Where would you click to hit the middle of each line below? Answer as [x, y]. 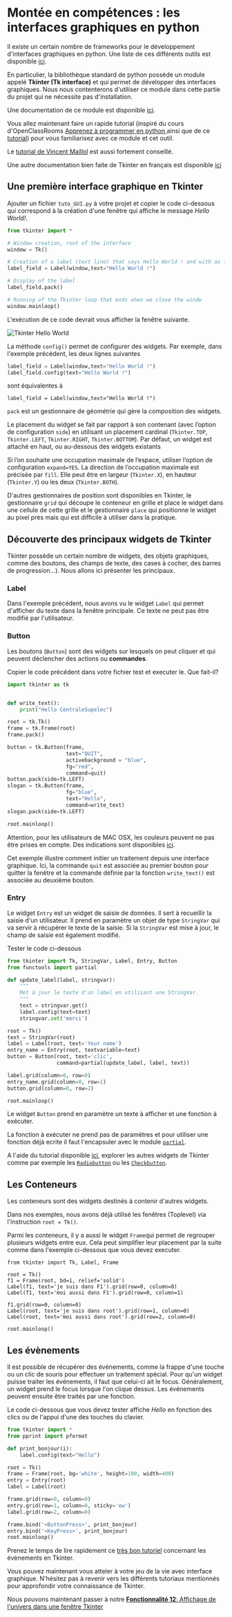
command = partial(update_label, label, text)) [123, 1063]
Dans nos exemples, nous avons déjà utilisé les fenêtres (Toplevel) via [107, 1215]
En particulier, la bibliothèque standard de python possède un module [106, 75]
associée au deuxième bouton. [51, 880]
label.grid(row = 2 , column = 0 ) [49, 1512]
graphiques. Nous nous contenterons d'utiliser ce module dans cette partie [114, 89]
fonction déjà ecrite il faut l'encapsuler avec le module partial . [97, 1142]
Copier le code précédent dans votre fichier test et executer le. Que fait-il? [113, 672]
